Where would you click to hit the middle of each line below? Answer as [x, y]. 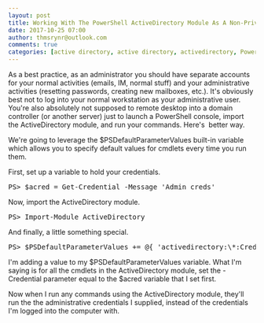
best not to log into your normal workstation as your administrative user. [125, 100]
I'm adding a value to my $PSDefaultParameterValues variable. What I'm [125, 262]
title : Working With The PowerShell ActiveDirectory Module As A [117, 23]
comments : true [33, 45]
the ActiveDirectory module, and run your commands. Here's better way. [126, 124]
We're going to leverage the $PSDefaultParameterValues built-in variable [126, 140]
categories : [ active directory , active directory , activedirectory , [123, 52]
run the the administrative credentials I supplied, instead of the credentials [128, 303]
